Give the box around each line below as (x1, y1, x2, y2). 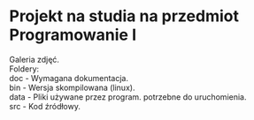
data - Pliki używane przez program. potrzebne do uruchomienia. (9, 91, 247, 102)
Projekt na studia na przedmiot (9, 6, 239, 26)
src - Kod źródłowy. (9, 101, 81, 111)
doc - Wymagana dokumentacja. (9, 72, 129, 83)
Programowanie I (9, 25, 137, 45)
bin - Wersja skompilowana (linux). (9, 82, 135, 93)
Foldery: (9, 64, 40, 74)
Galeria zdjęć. (9, 54, 60, 64)
